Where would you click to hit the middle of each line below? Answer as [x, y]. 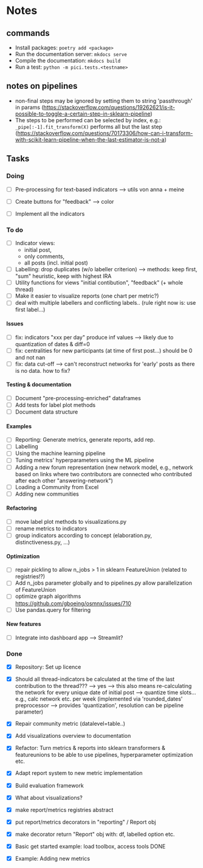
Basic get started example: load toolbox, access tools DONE [90, 846]
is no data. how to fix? [43, 370]
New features [24, 624]
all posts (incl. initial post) [56, 263]
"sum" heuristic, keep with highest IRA [63, 276]
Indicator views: [35, 243]
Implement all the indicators [50, 214]
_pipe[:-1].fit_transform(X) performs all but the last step [89, 127]
